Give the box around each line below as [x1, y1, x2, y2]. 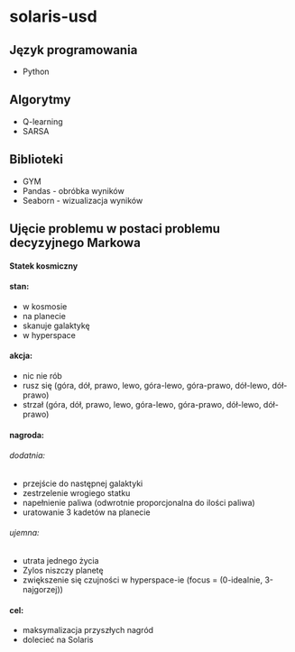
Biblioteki [9, 152, 63, 168]
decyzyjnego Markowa [9, 235, 142, 251]
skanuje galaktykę [22, 320, 90, 331]
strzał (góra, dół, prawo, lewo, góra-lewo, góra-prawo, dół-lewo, [22, 399, 262, 410]
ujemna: [9, 528, 40, 538]
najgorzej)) [22, 584, 63, 595]
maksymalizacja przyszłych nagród [22, 625, 154, 636]
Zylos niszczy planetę [22, 565, 104, 576]
